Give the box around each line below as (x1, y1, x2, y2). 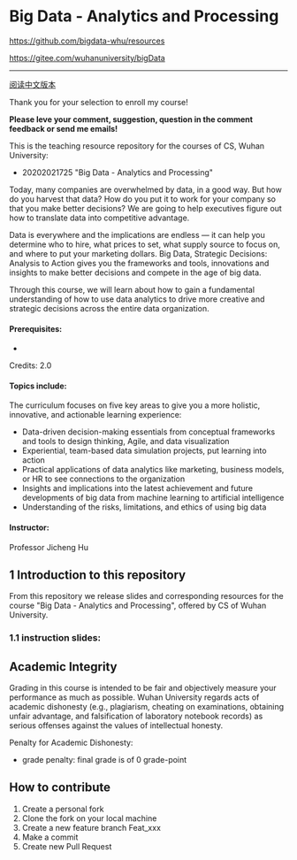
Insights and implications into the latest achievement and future (21, 483, 254, 494)
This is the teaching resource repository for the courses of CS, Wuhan (9, 140, 265, 151)
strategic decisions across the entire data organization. (9, 303, 209, 313)
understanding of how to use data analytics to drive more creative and (9, 294, 265, 304)
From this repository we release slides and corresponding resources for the (9, 591, 285, 602)
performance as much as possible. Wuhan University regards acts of (9, 692, 260, 703)
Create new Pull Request (21, 841, 112, 851)
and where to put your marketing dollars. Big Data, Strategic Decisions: (9, 248, 268, 258)
